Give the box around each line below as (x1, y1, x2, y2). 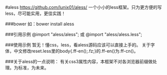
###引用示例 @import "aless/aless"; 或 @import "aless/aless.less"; (5, 32, 143, 37)
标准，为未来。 (18, 65, 49, 71)
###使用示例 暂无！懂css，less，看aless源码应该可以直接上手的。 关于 (5, 42, 151, 48)
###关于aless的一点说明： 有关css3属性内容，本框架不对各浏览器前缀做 (5, 59, 153, 64)
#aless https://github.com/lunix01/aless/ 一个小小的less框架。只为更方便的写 (5, 4, 163, 10)
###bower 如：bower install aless (5, 21, 75, 27)
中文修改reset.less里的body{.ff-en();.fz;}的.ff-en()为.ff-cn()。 (13, 48, 138, 54)
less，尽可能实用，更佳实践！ (5, 10, 66, 16)
